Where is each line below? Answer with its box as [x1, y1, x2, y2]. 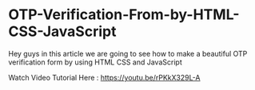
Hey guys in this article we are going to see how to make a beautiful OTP [8, 49, 248, 58]
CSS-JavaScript [8, 22, 117, 41]
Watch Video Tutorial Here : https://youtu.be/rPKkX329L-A [8, 72, 201, 82]
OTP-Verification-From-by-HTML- [8, 6, 240, 24]
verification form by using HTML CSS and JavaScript [8, 57, 182, 67]
